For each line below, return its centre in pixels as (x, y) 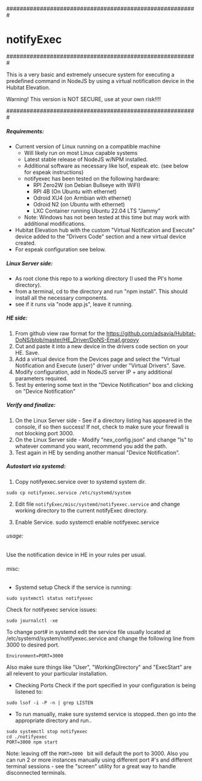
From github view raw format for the (60, 333)
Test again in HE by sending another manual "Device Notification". (97, 452)
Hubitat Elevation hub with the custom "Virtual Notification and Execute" (105, 230)
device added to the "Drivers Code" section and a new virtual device (100, 236)
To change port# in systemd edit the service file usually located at (89, 632)
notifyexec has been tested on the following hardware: (92, 179)
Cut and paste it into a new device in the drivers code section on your (102, 346)
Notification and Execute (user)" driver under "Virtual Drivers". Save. (100, 365)
